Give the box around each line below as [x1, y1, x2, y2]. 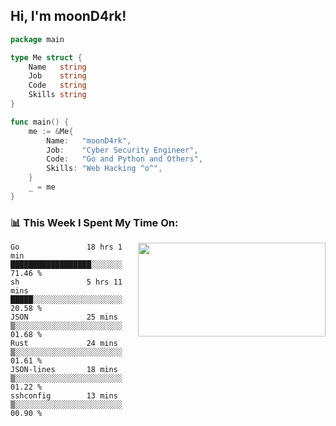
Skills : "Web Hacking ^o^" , [46, 164, 163, 174]
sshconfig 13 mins [10, 391, 118, 401]
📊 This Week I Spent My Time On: [10, 215, 179, 229]
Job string [28, 71, 87, 81]
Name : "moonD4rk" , [46, 135, 132, 146]
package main [10, 34, 65, 44]
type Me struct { [10, 52, 83, 63]
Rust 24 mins [10, 339, 118, 349]
